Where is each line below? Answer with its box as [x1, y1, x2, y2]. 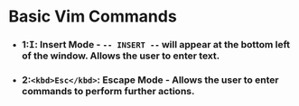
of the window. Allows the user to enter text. [21, 49, 220, 62]
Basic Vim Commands [8, 6, 177, 27]
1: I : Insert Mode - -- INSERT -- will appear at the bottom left [21, 39, 291, 51]
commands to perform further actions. [21, 85, 195, 98]
